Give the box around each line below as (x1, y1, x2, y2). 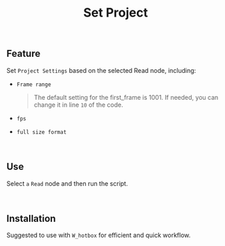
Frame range (16, 81, 51, 88)
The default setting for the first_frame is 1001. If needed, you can (33, 93, 219, 101)
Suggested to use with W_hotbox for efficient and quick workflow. (6, 231, 191, 240)
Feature (6, 48, 41, 60)
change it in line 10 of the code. (33, 100, 124, 109)
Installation (6, 213, 56, 225)
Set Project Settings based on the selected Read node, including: (6, 66, 197, 74)
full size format (16, 128, 67, 136)
